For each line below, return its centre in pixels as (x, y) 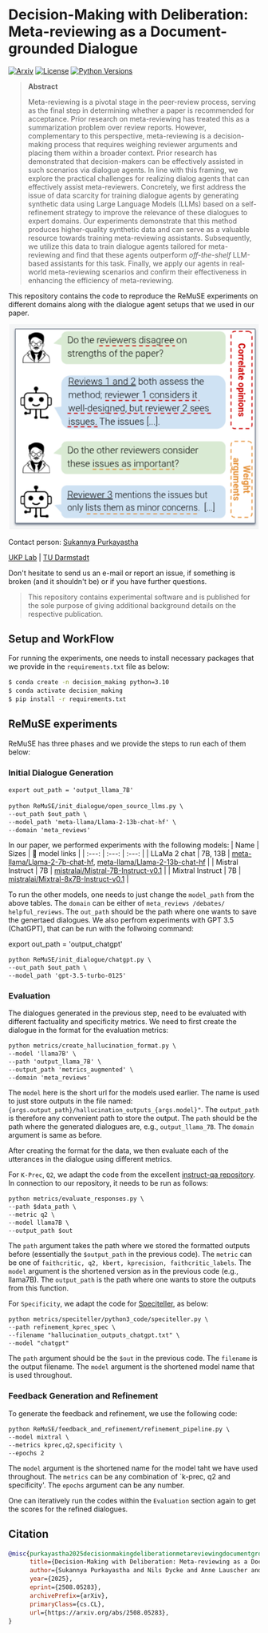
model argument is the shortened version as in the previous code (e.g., (124, 1271)
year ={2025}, (51, 1579)
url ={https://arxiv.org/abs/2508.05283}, (99, 1613)
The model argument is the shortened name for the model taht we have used (133, 1468)
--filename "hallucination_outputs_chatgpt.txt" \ (94, 1335)
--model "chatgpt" (39, 1343)
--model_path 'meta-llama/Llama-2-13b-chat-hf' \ (93, 823)
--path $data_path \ (43, 1207)
